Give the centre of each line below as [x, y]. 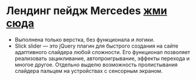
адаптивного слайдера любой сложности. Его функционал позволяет [102, 52]
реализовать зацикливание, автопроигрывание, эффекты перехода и [102, 58]
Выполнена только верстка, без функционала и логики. [84, 39]
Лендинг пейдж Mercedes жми [86, 11]
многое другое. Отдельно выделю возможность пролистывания [96, 64]
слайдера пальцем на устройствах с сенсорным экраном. [89, 71]
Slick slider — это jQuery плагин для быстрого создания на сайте [97, 46]
